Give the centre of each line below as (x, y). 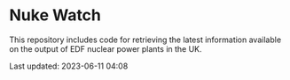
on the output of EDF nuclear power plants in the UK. (106, 48)
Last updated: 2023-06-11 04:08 (69, 66)
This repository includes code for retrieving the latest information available (145, 40)
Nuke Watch (55, 15)
